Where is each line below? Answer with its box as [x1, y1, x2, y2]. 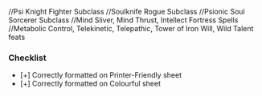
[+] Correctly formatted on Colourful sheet [19, 79, 161, 89]
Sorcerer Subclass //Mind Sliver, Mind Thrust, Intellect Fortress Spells [8, 15, 239, 25]
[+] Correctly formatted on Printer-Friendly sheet [19, 70, 182, 80]
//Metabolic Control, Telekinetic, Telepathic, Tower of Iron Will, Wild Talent [8, 24, 254, 33]
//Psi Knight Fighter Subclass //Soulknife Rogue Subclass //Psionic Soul [8, 7, 245, 16]
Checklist [8, 52, 47, 63]
